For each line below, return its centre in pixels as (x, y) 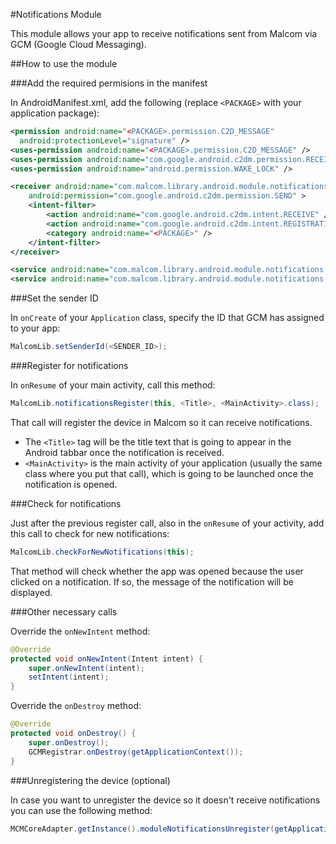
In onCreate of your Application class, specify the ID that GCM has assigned (167, 318)
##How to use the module (64, 63)
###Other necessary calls (64, 611)
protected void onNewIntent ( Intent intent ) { (106, 659)
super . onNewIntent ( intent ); (86, 668)
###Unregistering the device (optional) (90, 780)
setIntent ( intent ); (69, 677)
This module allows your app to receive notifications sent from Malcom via (164, 33)
